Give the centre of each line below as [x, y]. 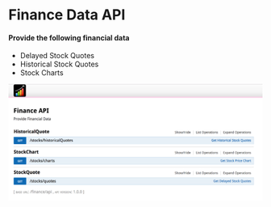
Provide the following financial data [69, 37]
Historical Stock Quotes [59, 64]
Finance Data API [67, 15]
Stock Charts [42, 73]
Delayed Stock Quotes [57, 56]
